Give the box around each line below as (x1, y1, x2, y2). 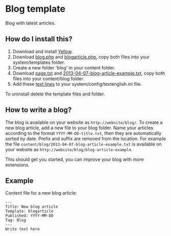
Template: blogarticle (5, 209, 54, 214)
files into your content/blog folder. (12, 75, 84, 82)
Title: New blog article (5, 204, 58, 209)
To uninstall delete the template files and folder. (5, 90, 105, 97)
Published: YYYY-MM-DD (5, 213, 54, 219)
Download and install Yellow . (12, 48, 73, 54)
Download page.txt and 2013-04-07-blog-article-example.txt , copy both (12, 70, 165, 76)
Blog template (5, 3, 65, 15)
